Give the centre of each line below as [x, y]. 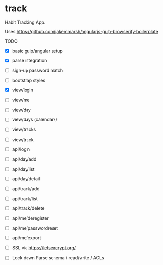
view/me [21, 100]
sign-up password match [37, 71]
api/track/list [25, 198]
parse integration [29, 60]
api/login [21, 149]
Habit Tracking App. [25, 22]
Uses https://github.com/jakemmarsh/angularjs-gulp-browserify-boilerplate [81, 31]
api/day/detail [26, 179]
